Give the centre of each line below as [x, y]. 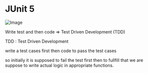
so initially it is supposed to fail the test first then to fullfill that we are [74, 60]
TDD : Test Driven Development [37, 41]
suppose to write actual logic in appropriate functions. [59, 65]
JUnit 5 [20, 9]
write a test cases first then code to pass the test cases [61, 51]
